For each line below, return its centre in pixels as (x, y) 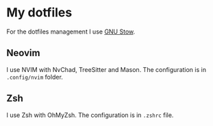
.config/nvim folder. (35, 77)
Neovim (23, 53)
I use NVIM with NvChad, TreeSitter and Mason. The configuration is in (106, 69)
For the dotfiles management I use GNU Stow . (71, 32)
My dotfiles (39, 13)
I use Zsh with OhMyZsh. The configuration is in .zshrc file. (90, 115)
